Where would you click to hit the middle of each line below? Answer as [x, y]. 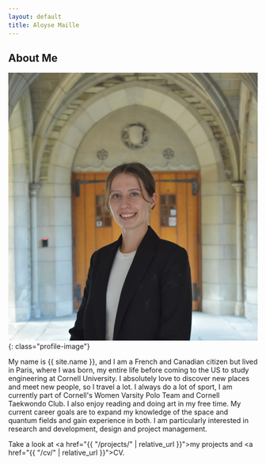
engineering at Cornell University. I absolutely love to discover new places [129, 379]
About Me [33, 58]
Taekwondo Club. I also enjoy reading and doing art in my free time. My [125, 404]
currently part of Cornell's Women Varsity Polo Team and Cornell [114, 395]
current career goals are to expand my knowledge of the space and [118, 412]
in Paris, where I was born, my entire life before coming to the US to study [129, 370]
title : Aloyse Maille [44, 25]
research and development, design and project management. [108, 429]
